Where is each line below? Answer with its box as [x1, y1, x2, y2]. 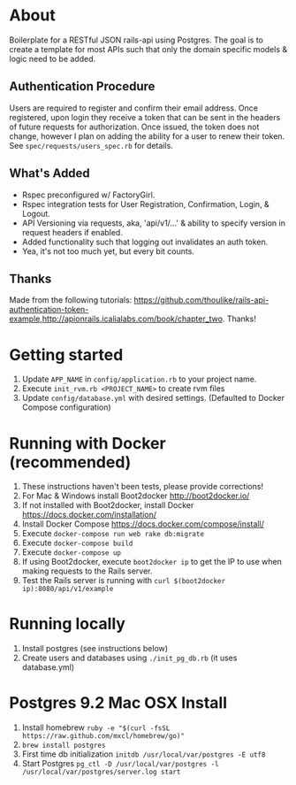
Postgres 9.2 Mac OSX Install [9, 693, 228, 713]
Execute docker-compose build [21, 537, 133, 549]
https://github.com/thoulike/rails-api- [133, 295, 269, 305]
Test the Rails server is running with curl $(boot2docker [21, 575, 226, 586]
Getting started [9, 344, 124, 365]
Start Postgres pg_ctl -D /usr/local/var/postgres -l [21, 758, 219, 769]
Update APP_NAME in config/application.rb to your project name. [21, 373, 257, 385]
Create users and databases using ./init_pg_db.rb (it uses [21, 652, 238, 664]
